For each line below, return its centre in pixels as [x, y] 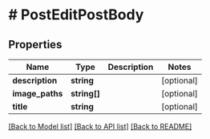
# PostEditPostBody [76, 15]
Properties [35, 45]
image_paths [38, 94]
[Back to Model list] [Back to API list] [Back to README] [100, 127]
